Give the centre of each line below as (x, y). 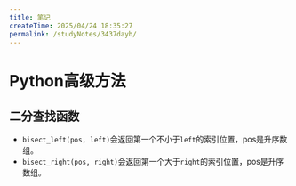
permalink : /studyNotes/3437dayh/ (73, 34)
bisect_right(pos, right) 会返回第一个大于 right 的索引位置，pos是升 (149, 162)
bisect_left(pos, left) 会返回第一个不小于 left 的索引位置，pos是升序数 (155, 140)
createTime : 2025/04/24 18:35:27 (71, 26)
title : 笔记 (30, 17)
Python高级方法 (68, 81)
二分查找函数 (44, 116)
